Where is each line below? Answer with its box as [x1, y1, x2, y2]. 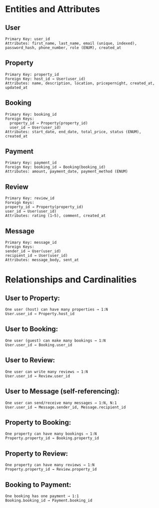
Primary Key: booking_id [5, 112, 57, 117]
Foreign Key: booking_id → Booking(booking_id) [5, 165, 106, 170]
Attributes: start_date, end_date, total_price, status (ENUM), [5, 129, 142, 134]
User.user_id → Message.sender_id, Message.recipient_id [5, 405, 126, 410]
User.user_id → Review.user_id [5, 373, 70, 378]
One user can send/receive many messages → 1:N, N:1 [5, 400, 117, 405]
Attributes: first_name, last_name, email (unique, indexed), [5, 41, 137, 46]
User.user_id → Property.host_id [5, 312, 75, 317]
